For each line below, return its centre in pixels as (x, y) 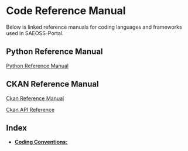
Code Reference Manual (66, 11)
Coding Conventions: (41, 142)
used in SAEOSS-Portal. (35, 33)
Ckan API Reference (30, 109)
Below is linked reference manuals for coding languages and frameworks (94, 27)
